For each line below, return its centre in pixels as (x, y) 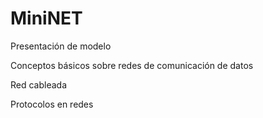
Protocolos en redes (52, 104)
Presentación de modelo (61, 46)
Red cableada (39, 84)
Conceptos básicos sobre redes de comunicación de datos (132, 65)
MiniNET (46, 18)
